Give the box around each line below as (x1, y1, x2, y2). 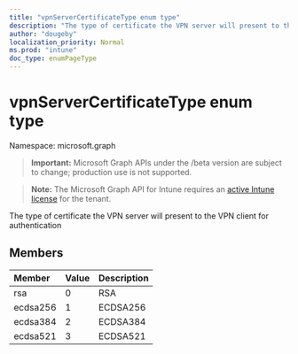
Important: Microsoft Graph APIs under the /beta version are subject (30, 157, 282, 168)
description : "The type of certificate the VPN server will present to (9, 21, 279, 30)
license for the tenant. (30, 193, 112, 204)
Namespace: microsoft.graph (9, 140, 116, 150)
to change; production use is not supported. (30, 166, 192, 177)
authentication (9, 219, 62, 230)
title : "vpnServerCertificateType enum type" (9, 12, 180, 22)
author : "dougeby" (9, 29, 77, 38)
